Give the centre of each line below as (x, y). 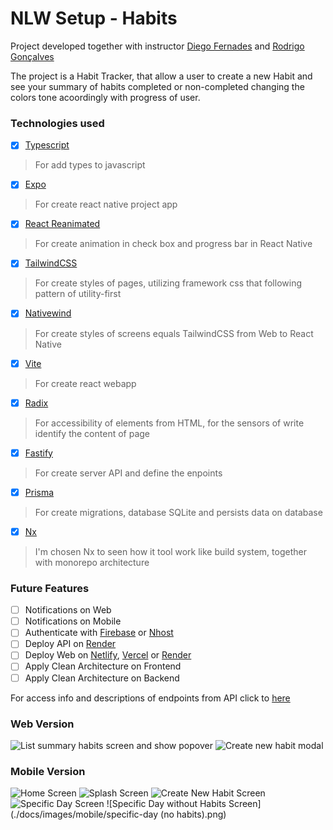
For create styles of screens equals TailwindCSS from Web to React (174, 333)
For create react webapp (85, 383)
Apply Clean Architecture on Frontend (103, 666)
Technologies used (57, 123)
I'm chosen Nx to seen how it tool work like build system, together (170, 551)
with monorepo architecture (92, 562)
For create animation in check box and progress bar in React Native (173, 244)
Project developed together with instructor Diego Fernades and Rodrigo (157, 46)
